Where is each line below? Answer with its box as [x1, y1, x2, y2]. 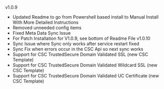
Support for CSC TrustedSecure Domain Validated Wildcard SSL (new [12, 62, 157, 68]
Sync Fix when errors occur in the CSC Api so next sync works [12, 46, 144, 52]
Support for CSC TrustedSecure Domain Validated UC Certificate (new [12, 73, 159, 78]
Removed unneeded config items [12, 25, 82, 31]
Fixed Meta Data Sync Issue [12, 30, 71, 36]
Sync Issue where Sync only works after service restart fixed [12, 41, 140, 47]
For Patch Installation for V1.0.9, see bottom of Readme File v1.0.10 [12, 35, 150, 41]
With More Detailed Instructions [12, 20, 79, 25]
